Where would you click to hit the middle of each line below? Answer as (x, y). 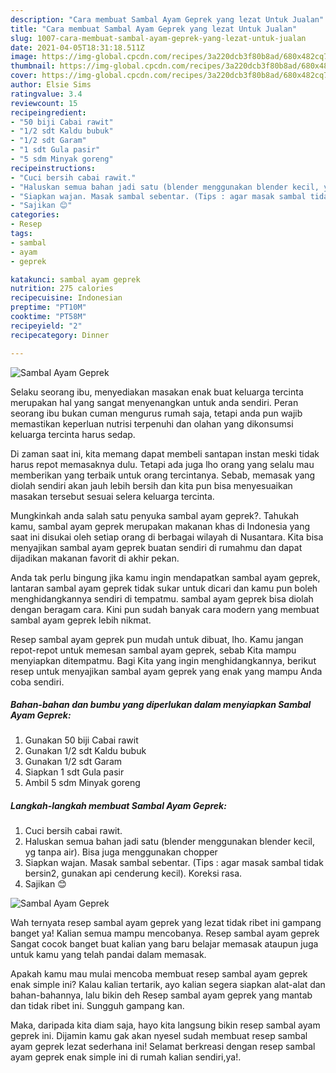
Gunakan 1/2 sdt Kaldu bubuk (85, 751)
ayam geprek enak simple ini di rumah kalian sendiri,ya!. (126, 1057)
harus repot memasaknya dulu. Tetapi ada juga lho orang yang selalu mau (162, 464)
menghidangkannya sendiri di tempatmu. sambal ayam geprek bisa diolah (162, 598)
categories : (35, 215)
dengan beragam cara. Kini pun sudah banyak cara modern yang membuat (165, 609)
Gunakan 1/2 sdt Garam (73, 762)
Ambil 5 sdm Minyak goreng (82, 783)
